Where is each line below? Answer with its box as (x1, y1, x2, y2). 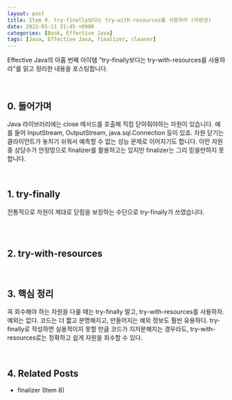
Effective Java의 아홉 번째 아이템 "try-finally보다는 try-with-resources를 (7, 56, 207, 64)
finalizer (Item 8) (17, 386, 64, 394)
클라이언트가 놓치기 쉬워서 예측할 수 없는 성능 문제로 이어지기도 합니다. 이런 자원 (7, 137, 224, 146)
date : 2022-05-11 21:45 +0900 (7, 23, 95, 30)
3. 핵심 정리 (7, 288, 54, 299)
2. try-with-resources (7, 247, 102, 260)
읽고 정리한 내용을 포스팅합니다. (23, 64, 109, 73)
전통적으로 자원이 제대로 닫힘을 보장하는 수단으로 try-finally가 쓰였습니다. (7, 207, 205, 216)
